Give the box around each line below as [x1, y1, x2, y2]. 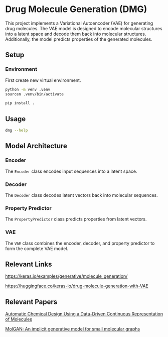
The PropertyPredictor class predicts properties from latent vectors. [5, 216, 147, 222]
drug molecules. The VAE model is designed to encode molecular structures [5, 25, 162, 31]
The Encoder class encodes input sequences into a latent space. [5, 168, 137, 174]
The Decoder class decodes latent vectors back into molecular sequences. [5, 192, 158, 198]
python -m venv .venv [5, 87, 51, 92]
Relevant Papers [5, 297, 58, 306]
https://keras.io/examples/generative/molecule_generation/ [5, 273, 128, 279]
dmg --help [5, 128, 28, 133]
